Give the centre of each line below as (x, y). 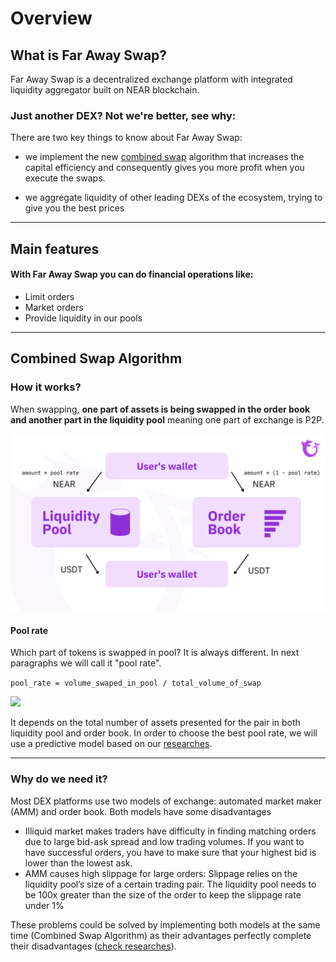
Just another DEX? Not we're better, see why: (123, 115)
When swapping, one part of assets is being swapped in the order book (160, 409)
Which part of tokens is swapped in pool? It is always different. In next (155, 653)
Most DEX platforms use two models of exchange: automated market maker (166, 801)
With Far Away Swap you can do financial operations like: (132, 274)
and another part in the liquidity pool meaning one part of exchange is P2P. (167, 419)
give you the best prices (74, 208)
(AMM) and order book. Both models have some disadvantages (141, 811)
